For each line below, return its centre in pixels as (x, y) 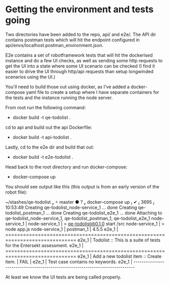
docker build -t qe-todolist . (42, 117)
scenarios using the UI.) (30, 77)
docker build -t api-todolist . (42, 137)
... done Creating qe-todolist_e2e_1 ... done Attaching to (104, 212)
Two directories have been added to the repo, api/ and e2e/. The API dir (81, 34)
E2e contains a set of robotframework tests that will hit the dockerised (79, 55)
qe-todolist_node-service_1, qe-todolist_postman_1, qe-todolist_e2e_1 (78, 218)
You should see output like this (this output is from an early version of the (82, 186)
